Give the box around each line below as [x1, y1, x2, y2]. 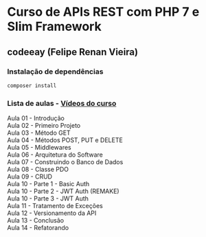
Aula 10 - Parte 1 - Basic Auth [7, 180, 90, 188]
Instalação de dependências [7, 67, 104, 76]
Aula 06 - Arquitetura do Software [7, 150, 103, 159]
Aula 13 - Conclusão [7, 216, 64, 225]
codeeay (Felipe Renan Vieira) [7, 46, 139, 58]
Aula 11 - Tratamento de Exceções [7, 202, 103, 210]
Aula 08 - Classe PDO [7, 166, 69, 174]
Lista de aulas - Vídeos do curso [7, 98, 117, 108]
